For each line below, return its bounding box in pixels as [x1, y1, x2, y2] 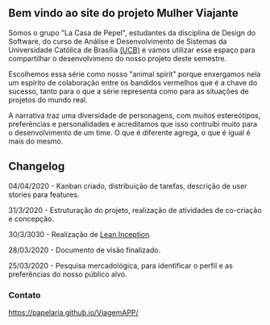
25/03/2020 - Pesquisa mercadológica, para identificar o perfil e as [8, 260, 234, 270]
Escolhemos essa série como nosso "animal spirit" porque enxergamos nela [8, 69, 261, 79]
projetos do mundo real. [8, 94, 88, 104]
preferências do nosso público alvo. [8, 269, 127, 279]
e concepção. [8, 214, 54, 223]
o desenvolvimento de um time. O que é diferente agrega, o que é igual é [8, 127, 251, 137]
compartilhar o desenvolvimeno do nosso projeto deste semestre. [8, 53, 227, 63]
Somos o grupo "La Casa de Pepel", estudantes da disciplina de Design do [8, 27, 256, 37]
